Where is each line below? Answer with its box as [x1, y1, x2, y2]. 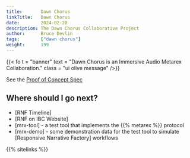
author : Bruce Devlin [6, 31, 73, 37]
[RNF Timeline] [14, 109, 52, 116]
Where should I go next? [6, 93, 98, 103]
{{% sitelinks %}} [6, 146, 49, 153]
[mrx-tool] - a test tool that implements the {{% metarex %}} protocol [14, 121, 185, 128]
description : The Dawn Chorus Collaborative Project [6, 25, 140, 31]
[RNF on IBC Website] [14, 115, 68, 122]
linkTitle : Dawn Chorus [6, 14, 70, 20]
